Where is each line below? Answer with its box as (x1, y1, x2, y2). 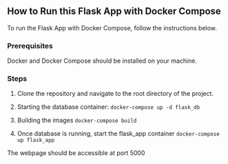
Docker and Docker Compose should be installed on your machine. (7, 57, 198, 65)
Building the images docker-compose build (17, 116, 137, 125)
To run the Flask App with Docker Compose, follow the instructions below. (7, 23, 217, 32)
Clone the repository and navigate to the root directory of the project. (17, 90, 214, 98)
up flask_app (17, 137, 55, 144)
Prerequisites (7, 41, 53, 50)
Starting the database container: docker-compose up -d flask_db (17, 103, 200, 111)
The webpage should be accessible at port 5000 (7, 149, 145, 157)
